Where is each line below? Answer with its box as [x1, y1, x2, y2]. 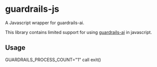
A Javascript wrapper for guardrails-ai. [5, 20, 85, 26]
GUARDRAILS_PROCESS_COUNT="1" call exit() [5, 57, 102, 63]
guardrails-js [5, 3, 59, 15]
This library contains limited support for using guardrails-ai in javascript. [5, 29, 152, 35]
